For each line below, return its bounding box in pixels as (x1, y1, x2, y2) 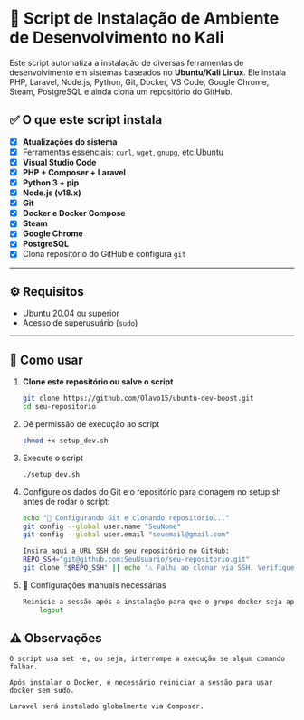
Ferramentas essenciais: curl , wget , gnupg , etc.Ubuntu (22, 147, 224, 157)
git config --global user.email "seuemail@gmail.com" (22, 530, 230, 539)
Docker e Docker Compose (22, 208, 126, 219)
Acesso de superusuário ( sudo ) (22, 317, 138, 328)
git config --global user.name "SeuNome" (22, 522, 182, 531)
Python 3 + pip (22, 177, 80, 188)
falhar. (9, 662, 39, 672)
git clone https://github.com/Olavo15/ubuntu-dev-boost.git (22, 393, 254, 403)
